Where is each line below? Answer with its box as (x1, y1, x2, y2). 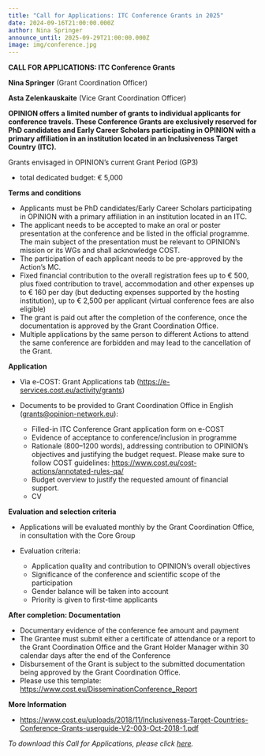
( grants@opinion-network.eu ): (19, 409, 118, 419)
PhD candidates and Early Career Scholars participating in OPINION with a (8, 126, 256, 135)
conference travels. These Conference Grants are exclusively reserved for (8, 117, 257, 127)
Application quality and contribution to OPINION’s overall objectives (31, 561, 251, 571)
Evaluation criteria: (19, 546, 81, 556)
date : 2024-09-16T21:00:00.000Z (8, 19, 114, 27)
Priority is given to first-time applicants (31, 595, 158, 605)
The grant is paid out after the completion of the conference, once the (19, 313, 248, 323)
